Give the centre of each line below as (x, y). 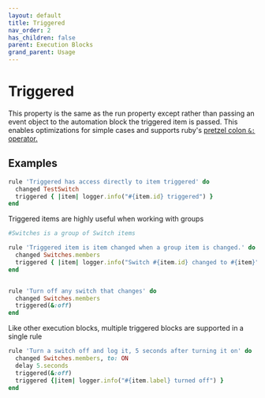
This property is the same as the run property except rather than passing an (131, 113)
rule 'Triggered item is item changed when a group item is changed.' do (132, 248)
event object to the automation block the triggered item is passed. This (123, 121)
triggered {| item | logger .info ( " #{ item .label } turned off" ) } (119, 381)
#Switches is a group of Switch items (72, 233)
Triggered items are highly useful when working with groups (106, 219)
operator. (23, 138)
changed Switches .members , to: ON (72, 358)
